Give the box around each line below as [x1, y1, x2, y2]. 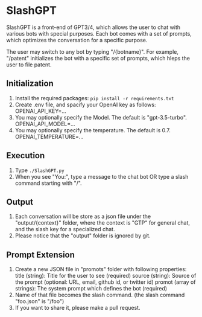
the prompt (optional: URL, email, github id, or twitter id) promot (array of [14, 278, 196, 286]
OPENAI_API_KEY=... [14, 107, 66, 115]
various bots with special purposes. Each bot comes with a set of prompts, [6, 30, 192, 37]
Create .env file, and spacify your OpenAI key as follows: [14, 101, 156, 108]
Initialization [6, 78, 54, 89]
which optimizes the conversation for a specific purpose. [6, 36, 148, 43]
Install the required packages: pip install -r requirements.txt [14, 94, 174, 101]
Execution [6, 150, 45, 161]
